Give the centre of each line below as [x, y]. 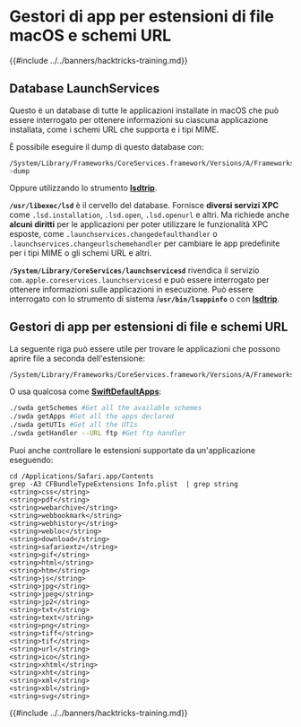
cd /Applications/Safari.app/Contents [82, 476]
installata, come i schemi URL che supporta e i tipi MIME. [114, 129]
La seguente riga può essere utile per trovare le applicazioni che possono [145, 348]
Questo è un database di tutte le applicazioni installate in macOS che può [144, 110]
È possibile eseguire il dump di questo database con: [107, 146]
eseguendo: [31, 460]
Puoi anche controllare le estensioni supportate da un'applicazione [133, 450]
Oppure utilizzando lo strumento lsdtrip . [83, 188]
